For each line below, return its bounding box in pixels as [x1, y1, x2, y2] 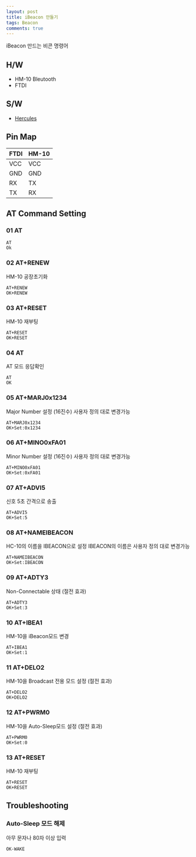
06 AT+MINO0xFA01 [6, 438, 66, 447]
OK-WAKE [6, 846, 25, 852]
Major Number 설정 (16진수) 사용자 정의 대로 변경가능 [6, 407, 131, 415]
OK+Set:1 [6, 650, 28, 656]
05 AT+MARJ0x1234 [6, 394, 67, 402]
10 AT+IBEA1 [6, 618, 43, 626]
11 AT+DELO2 [6, 663, 45, 671]
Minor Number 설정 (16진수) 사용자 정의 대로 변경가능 [6, 453, 131, 460]
